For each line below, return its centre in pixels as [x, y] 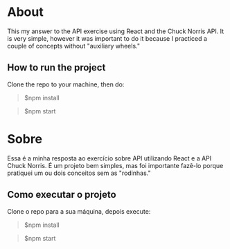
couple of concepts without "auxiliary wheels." [74, 46]
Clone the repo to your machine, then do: [66, 84]
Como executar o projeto [62, 195]
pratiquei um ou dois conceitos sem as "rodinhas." [79, 173]
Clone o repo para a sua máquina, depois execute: [79, 211]
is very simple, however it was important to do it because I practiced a [107, 38]
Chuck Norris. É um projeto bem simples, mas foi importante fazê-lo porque [115, 165]
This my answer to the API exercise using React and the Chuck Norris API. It [116, 31]
